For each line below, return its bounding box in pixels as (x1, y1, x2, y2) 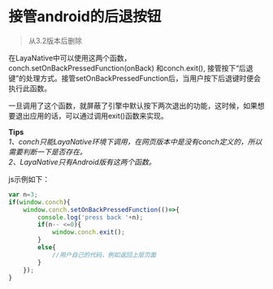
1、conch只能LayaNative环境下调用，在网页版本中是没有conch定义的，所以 (8, 136, 262, 146)
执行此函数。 (8, 83, 51, 93)
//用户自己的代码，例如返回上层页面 (51, 251, 157, 259)
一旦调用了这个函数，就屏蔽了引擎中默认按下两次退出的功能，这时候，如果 (8, 101, 258, 110)
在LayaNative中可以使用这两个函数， (8, 53, 132, 63)
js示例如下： (8, 174, 50, 183)
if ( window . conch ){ (8, 198, 71, 206)
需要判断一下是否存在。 (8, 147, 87, 157)
